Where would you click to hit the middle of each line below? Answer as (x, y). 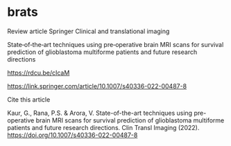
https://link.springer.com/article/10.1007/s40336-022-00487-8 (97, 86)
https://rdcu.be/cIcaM (38, 73)
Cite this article (29, 99)
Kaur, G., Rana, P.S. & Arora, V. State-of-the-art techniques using (100, 113)
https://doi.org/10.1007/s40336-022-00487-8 (72, 135)
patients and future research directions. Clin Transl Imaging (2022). (103, 127)
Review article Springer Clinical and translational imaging (88, 31)
